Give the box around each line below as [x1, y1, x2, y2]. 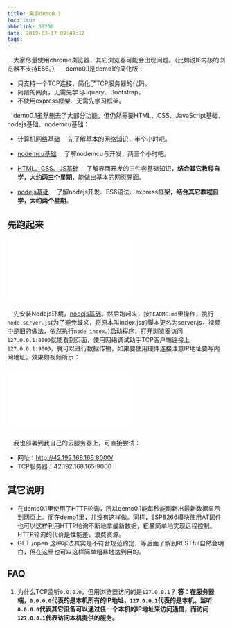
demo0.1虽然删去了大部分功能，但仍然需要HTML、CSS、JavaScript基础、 [13, 112, 224, 120]
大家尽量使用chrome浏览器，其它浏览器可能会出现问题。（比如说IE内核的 [13, 56, 220, 65]
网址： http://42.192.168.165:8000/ [17, 453, 114, 461]
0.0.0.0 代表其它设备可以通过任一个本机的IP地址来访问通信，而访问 [17, 604, 209, 613]
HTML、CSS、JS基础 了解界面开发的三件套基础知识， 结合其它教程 [17, 164, 214, 173]
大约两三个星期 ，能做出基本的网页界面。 [29, 173, 145, 181]
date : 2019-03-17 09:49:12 [7, 29, 85, 37]
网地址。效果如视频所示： [7, 353, 80, 361]
